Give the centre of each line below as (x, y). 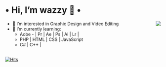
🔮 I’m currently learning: (37, 29)
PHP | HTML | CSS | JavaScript (51, 39)
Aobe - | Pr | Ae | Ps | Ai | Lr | (49, 34)
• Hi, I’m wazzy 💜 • (43, 10)
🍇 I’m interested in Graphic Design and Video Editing (65, 24)
